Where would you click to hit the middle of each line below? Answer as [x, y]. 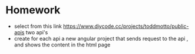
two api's [37, 32]
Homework [33, 10]
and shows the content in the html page [62, 45]
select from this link [38, 26]
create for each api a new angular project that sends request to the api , [101, 38]
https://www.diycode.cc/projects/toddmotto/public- [126, 26]
